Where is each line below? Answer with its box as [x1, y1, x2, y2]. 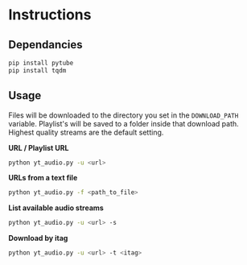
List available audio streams [8, 203, 105, 213]
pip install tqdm [8, 66, 67, 74]
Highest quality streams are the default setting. [8, 127, 164, 137]
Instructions [8, 6, 92, 24]
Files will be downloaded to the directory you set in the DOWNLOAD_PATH [8, 110, 239, 120]
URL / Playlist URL [8, 143, 69, 152]
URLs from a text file [8, 173, 78, 183]
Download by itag [8, 234, 68, 243]
